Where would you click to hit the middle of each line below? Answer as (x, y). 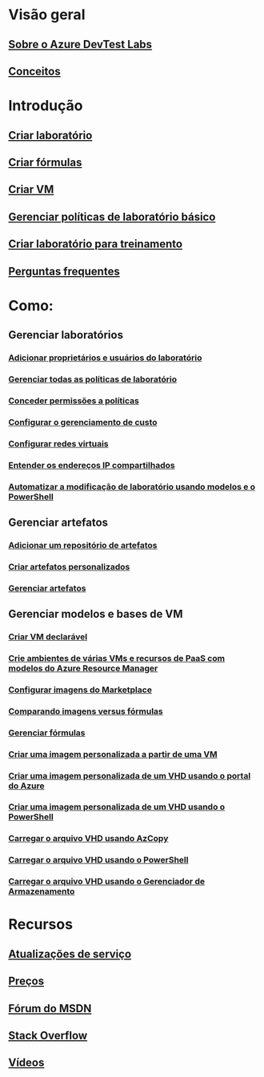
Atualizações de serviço (70, 954)
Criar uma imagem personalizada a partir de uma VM (113, 754)
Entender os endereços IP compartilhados (92, 465)
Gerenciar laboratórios (66, 335)
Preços (26, 981)
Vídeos (26, 1063)
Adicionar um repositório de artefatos (83, 545)
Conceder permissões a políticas (74, 400)
